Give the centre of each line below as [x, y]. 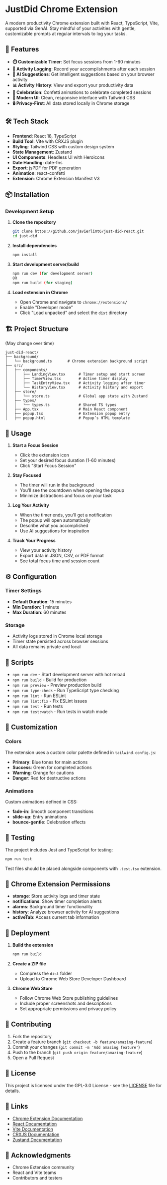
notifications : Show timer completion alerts [57, 901]
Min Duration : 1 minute [36, 607]
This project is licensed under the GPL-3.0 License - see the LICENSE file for [83, 1085]
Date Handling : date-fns [38, 162]
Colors [13, 742]
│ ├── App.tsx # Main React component [66, 409]
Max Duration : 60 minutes [39, 612]
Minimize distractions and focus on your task [66, 496]
